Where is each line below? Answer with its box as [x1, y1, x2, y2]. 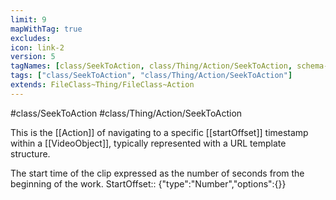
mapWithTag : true [10, 24, 83, 34]
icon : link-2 [10, 42, 65, 53]
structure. [10, 147, 51, 160]
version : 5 [10, 52, 56, 62]
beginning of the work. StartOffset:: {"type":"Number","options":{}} [10, 177, 287, 190]
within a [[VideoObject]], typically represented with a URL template [10, 137, 287, 149]
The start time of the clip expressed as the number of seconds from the [10, 167, 305, 179]
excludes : [10, 33, 52, 43]
